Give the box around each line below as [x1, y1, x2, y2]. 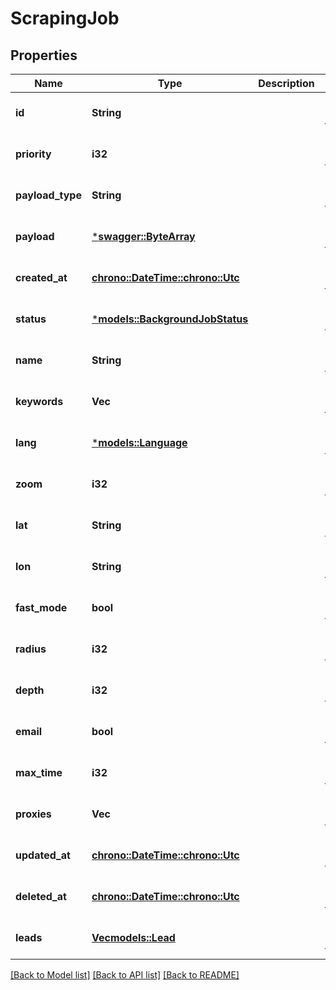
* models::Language [91, 436, 188, 449]
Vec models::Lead [91, 931, 176, 944]
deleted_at [15, 890, 67, 903]
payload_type [15, 188, 82, 202]
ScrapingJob [10, 7, 120, 30]
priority [15, 147, 52, 161]
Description [258, 77, 315, 90]
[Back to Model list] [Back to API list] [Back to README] [10, 969, 240, 981]
